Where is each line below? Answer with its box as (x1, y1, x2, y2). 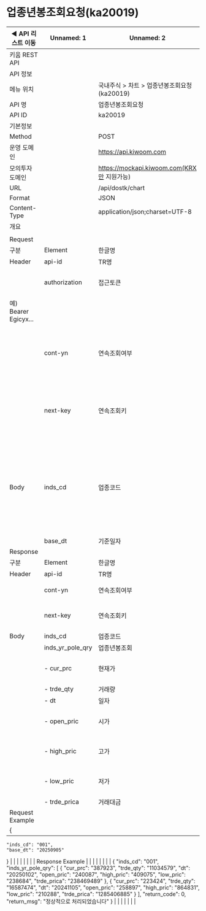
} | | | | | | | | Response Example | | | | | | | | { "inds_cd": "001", (6, 858, 159, 865)
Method (9, 132, 32, 141)
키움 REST (9, 50, 39, 59)
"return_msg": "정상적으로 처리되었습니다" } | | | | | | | (6, 897, 136, 905)
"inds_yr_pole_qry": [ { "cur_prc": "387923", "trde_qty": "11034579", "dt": (6, 864, 190, 872)
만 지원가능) (97, 173, 131, 181)
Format (9, 193, 30, 202)
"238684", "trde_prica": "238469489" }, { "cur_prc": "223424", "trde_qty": (6, 877, 196, 885)
